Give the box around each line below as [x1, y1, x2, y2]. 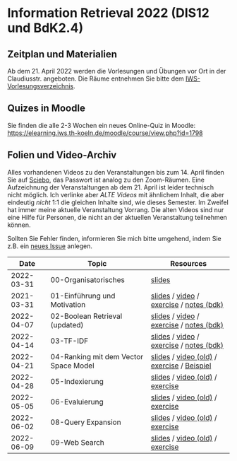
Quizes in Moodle [7, 103, 86, 115]
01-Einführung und [50, 291, 116, 300]
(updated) [50, 320, 84, 329]
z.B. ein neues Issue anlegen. [7, 242, 93, 250]
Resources [170, 258, 207, 268]
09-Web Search [50, 437, 104, 447]
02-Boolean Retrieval [50, 311, 123, 321]
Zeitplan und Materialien [7, 48, 118, 60]
